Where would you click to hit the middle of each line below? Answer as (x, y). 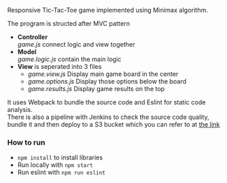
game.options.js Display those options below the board (107, 81)
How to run (26, 142)
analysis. (20, 110)
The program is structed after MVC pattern (69, 23)
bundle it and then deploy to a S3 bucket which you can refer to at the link (113, 124)
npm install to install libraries (60, 158)
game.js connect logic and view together (76, 44)
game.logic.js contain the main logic (69, 59)
